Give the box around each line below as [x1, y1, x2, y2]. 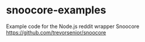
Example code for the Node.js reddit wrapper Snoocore [6, 23, 140, 30]
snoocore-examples [6, 3, 106, 17]
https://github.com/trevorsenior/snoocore [6, 29, 106, 36]
